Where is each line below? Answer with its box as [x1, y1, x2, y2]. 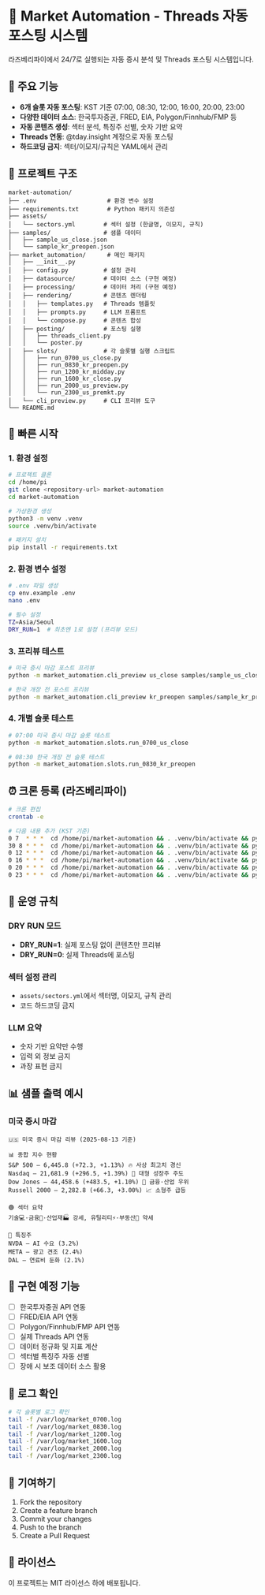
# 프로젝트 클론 [8, 471, 52, 479]
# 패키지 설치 [8, 536, 47, 544]
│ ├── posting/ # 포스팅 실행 [8, 325, 142, 333]
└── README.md [8, 404, 55, 412]
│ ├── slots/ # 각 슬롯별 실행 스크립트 [8, 347, 176, 355]
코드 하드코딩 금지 [19, 1001, 75, 1010]
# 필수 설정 [8, 611, 41, 619]
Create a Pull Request [19, 1530, 91, 1540]
